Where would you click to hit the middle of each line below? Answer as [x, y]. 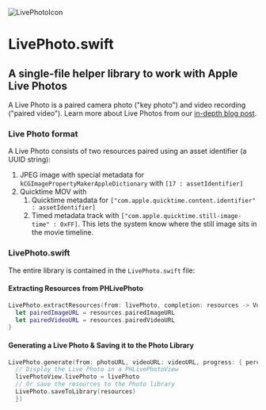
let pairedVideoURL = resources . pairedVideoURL [95, 320]
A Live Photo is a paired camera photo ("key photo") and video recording [127, 105]
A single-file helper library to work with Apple [123, 73]
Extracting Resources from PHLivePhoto [76, 289]
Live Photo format [43, 133]
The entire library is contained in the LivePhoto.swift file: [102, 270]
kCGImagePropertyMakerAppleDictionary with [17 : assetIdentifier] [131, 183]
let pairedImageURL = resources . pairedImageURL [95, 312]
